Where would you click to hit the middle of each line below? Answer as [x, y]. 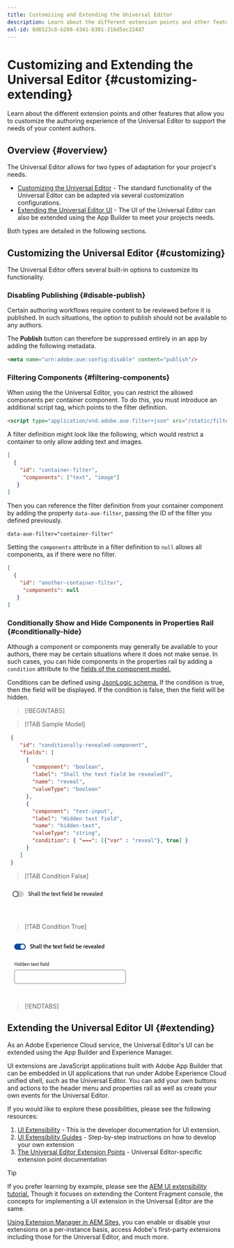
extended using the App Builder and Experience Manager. [90, 1052]
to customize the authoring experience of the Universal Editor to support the [117, 121]
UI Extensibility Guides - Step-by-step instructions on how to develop [117, 1137]
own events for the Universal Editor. [58, 1095]
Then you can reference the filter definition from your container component [115, 506]
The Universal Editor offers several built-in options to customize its [103, 270]
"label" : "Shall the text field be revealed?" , [102, 774]
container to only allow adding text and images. [75, 442]
